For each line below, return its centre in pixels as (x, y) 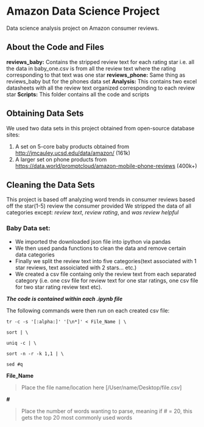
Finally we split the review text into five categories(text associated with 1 (106, 261)
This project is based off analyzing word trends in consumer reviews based (101, 200)
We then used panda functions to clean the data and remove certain (100, 248)
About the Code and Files (55, 47)
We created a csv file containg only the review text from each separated (106, 274)
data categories (35, 255)
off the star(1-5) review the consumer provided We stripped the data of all (99, 206)
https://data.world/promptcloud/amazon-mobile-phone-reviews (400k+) (106, 166)
